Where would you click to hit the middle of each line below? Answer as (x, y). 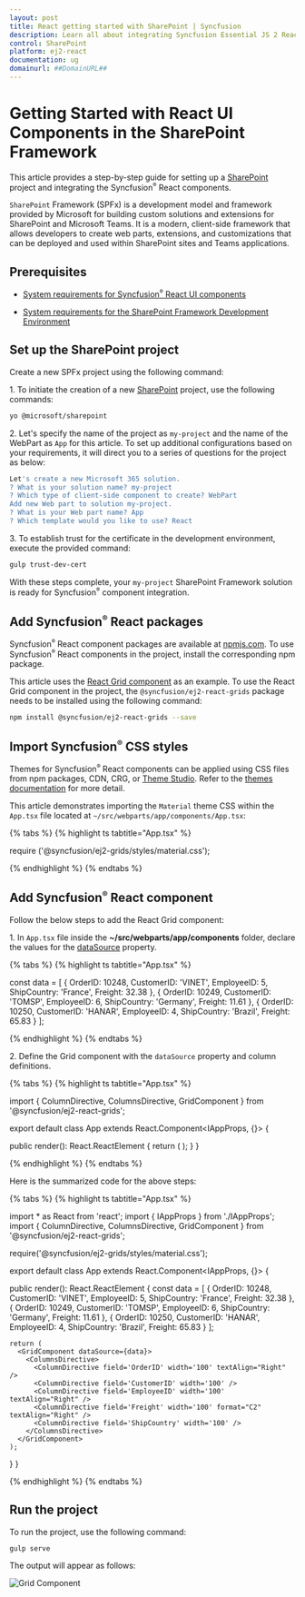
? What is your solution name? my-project (91, 487)
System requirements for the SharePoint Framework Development (146, 312)
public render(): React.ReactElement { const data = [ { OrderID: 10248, (141, 1288)
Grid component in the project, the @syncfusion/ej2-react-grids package (147, 690)
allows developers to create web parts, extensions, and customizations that (151, 233)
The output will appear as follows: (73, 1566)
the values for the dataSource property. (83, 947)
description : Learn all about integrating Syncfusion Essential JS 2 (144, 35)
